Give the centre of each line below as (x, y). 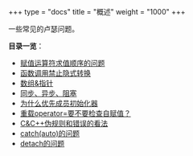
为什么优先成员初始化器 (59, 103)
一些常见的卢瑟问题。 (43, 29)
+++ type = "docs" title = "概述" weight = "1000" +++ (97, 12)
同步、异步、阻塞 (48, 93)
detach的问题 (42, 144)
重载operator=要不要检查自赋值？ (75, 113)
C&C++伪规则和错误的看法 (64, 123)
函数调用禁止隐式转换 (55, 73)
